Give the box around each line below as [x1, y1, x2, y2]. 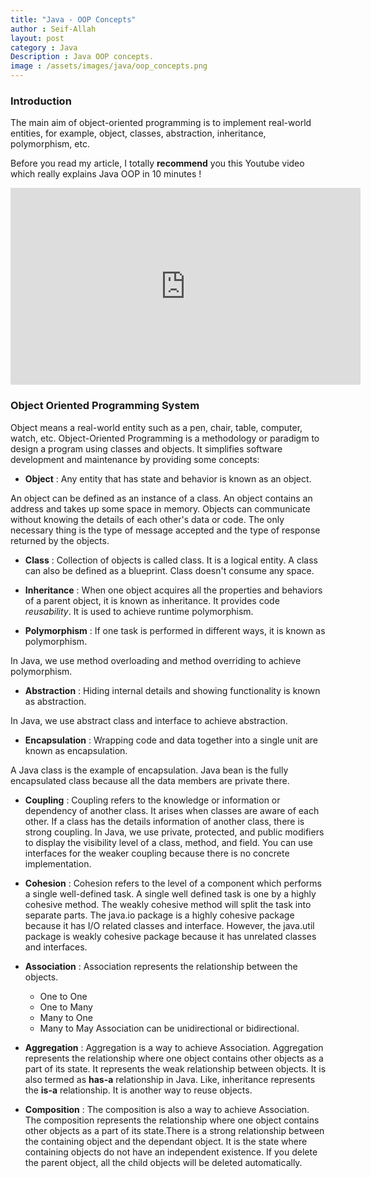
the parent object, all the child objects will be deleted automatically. [24, 1156, 303, 1168]
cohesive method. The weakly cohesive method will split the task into [24, 898, 312, 910]
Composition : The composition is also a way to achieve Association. [24, 1103, 310, 1115]
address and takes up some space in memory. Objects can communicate [10, 502, 311, 515]
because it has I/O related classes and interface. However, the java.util [24, 919, 315, 931]
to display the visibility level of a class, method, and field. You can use [24, 836, 314, 848]
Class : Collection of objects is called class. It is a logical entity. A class [24, 554, 318, 566]
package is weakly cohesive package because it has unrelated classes [24, 930, 317, 942]
